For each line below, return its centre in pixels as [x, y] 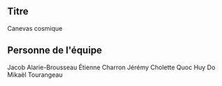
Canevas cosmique [35, 28]
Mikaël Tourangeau [35, 74]
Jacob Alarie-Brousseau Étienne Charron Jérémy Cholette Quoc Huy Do [111, 67]
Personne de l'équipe [55, 51]
